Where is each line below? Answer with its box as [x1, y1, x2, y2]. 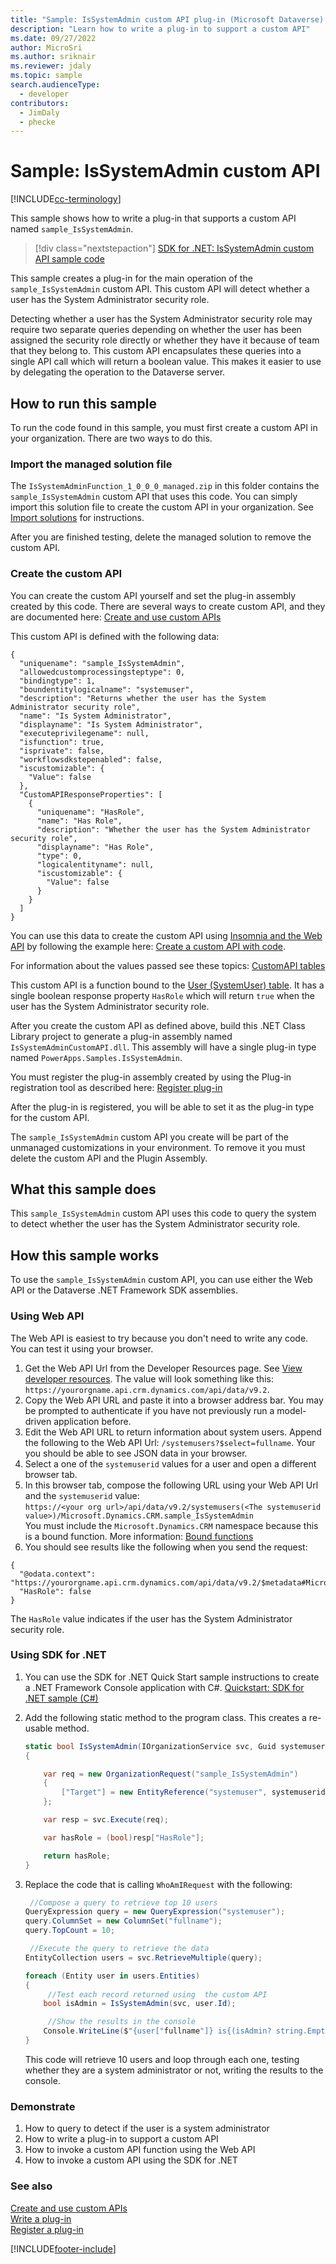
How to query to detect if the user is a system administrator [24, 2122, 270, 2135]
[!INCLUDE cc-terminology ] [10, 193, 122, 205]
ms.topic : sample [10, 71, 83, 81]
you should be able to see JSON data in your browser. [24, 1447, 248, 1459]
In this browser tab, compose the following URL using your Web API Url [24, 1479, 319, 1491]
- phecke [19, 117, 56, 127]
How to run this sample [10, 395, 157, 412]
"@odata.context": [19, 1569, 97, 1579]
